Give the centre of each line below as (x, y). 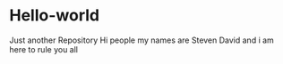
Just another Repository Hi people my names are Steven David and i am (142, 40)
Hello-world (55, 16)
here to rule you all (44, 49)
